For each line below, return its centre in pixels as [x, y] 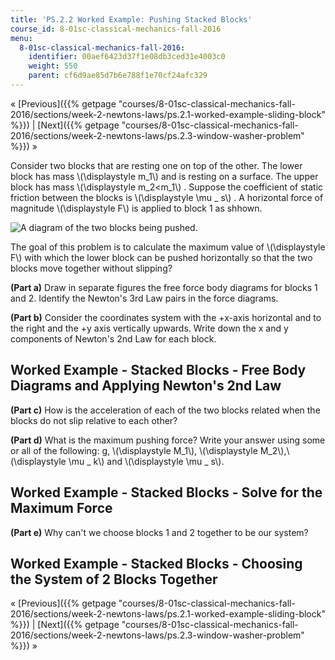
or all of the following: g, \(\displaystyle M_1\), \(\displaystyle [134, 450]
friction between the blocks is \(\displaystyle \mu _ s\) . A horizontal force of [167, 197]
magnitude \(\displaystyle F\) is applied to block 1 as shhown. [136, 208]
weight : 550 [53, 66]
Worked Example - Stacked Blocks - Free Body [158, 370]
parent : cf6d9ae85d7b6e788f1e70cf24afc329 [118, 76]
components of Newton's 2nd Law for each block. [113, 338]
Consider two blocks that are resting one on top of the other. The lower [156, 165]
